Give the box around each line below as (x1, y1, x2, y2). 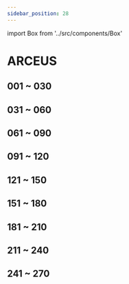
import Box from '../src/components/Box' (7, 29, 123, 37)
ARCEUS (7, 53, 57, 69)
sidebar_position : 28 (7, 10, 69, 17)
